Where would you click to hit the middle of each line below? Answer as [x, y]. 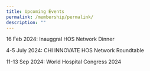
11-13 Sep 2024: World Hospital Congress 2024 [64, 62]
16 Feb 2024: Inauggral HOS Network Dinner [60, 39]
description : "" [26, 22]
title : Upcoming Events [35, 11]
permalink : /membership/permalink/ [50, 17]
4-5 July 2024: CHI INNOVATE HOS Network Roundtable [75, 50]
